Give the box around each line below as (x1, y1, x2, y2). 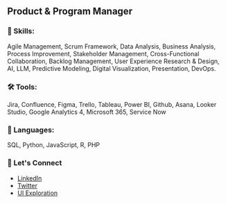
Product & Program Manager (7, 6, 133, 17)
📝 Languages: (7, 125, 55, 135)
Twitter (17, 181, 38, 189)
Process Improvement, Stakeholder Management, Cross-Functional (7, 49, 200, 58)
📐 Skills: (7, 26, 35, 36)
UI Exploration (17, 189, 58, 197)
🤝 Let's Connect (7, 158, 62, 168)
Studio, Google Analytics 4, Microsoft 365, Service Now (7, 108, 166, 116)
